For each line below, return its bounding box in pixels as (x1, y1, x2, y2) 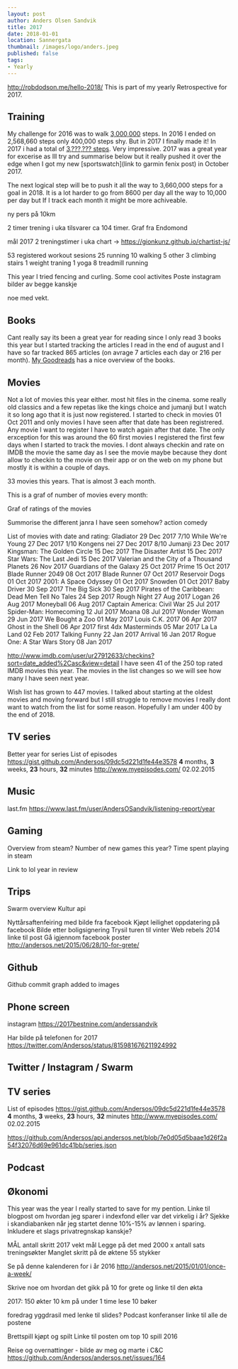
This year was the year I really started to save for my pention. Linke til (7, 1204, 210, 1213)
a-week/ (7, 1270, 32, 1278)
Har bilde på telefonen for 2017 (7, 1033, 98, 1042)
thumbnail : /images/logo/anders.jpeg (7, 43, 119, 50)
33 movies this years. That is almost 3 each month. (7, 477, 157, 486)
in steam (7, 851, 33, 860)
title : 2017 (7, 23, 42, 31)
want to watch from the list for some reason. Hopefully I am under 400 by (7, 703, 222, 711)
